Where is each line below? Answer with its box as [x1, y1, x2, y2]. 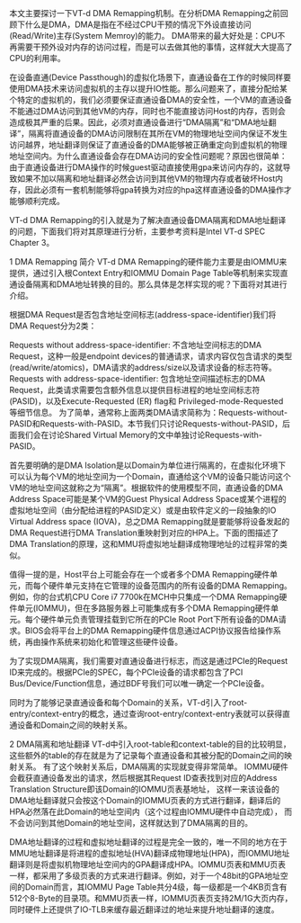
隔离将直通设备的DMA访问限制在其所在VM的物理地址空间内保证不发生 [28, 129, 288, 139]
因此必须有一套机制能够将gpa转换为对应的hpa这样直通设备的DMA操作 [24, 184, 285, 195]
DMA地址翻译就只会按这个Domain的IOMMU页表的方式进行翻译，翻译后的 [9, 795, 281, 805]
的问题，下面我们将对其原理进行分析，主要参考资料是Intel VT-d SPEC [9, 226, 266, 237]
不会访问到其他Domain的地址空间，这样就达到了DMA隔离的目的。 [9, 818, 253, 828]
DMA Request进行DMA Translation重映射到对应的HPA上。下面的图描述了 [9, 527, 279, 538]
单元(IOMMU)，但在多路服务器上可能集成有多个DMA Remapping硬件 [16, 603, 271, 614]
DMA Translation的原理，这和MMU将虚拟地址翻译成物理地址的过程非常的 [9, 539, 280, 549]
